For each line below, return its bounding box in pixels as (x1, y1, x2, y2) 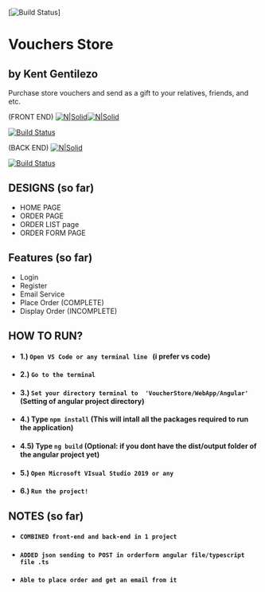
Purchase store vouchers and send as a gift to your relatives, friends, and (8, 88, 249, 97)
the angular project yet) (19, 449, 100, 459)
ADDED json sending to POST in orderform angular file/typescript (19, 551, 245, 559)
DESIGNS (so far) (8, 182, 95, 195)
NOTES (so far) (8, 509, 84, 523)
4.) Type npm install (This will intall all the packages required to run (19, 414, 249, 424)
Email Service (19, 289, 65, 299)
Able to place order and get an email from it (19, 576, 177, 585)
